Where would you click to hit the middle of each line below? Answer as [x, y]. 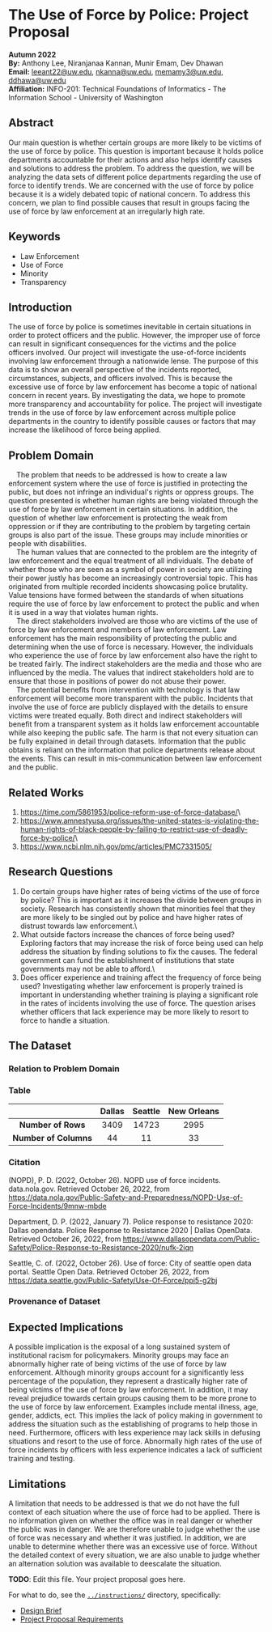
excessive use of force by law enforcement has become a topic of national [133, 387]
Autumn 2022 [32, 54]
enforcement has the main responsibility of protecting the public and [123, 638]
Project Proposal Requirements [72, 1619]
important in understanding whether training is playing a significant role [139, 994]
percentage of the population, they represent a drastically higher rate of [128, 1381]
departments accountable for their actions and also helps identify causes [130, 159]
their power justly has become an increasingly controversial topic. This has [133, 578]
